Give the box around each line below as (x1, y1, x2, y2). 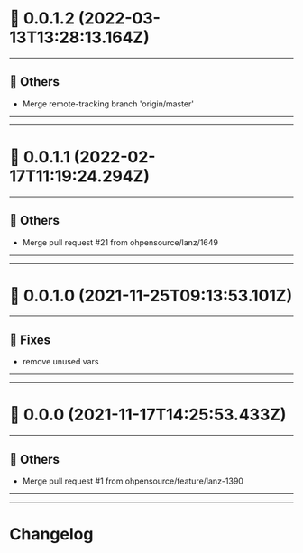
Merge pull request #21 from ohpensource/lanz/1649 (22, 236, 219, 247)
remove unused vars (22, 356, 99, 367)
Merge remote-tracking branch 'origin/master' (22, 98, 195, 109)
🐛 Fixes (9, 332, 51, 347)
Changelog (9, 524, 94, 545)
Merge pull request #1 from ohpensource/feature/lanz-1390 (22, 475, 243, 486)
